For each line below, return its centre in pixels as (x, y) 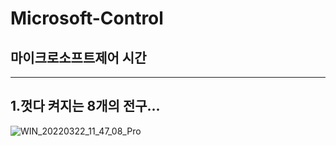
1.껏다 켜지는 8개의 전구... (85, 106)
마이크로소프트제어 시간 (78, 57)
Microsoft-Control (87, 18)
